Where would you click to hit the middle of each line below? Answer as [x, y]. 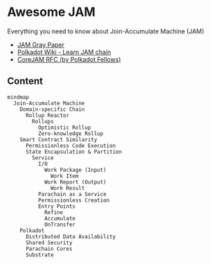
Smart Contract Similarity [58, 139]
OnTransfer [60, 225]
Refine [54, 212]
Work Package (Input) [75, 170]
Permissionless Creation [74, 200]
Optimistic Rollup [64, 127]
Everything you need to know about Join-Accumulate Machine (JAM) [106, 31]
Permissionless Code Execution [71, 146]
